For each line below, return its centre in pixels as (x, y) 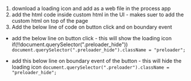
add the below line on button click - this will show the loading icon (92, 38)
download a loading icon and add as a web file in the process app (91, 8)
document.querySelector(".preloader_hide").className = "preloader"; (99, 50)
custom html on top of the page (50, 21)
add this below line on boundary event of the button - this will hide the (97, 61)
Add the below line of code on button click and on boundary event (92, 27)
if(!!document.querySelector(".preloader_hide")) (70, 44)
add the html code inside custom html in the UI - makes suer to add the (98, 15)
